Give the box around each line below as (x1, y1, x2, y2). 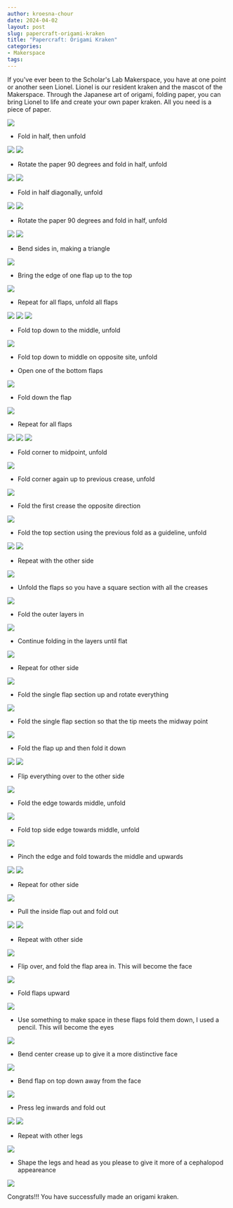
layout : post (7, 23, 46, 30)
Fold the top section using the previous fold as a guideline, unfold (17, 528, 207, 537)
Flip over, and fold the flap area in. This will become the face (17, 961, 192, 970)
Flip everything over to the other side (17, 772, 125, 780)
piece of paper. (7, 105, 51, 113)
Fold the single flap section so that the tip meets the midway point (17, 717, 208, 726)
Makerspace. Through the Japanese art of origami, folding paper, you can (7, 90, 221, 98)
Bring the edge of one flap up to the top (17, 271, 133, 280)
